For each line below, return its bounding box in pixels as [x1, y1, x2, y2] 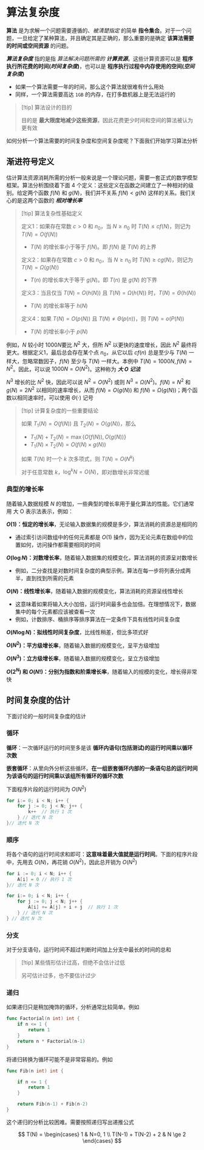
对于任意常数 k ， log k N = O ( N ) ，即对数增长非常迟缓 [21, 467, 150, 476]
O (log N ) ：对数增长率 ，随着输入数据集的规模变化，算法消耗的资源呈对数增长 [6, 554, 198, 561]
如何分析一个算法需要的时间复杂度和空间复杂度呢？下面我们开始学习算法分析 [6, 137, 198, 144]
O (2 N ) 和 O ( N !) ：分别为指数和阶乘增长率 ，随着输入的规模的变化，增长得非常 [6, 667, 197, 675]
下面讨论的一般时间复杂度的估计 [6, 712, 86, 719]
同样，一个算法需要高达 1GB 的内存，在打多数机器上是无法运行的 [15, 91, 176, 98]
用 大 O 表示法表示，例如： [6, 507, 74, 514]
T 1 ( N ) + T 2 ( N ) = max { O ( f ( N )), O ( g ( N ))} [30, 433, 126, 442]
